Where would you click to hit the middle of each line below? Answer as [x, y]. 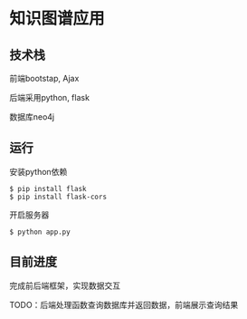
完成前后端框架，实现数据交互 [65, 285]
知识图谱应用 [57, 19]
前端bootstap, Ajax [44, 78]
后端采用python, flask [50, 97]
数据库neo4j [32, 117]
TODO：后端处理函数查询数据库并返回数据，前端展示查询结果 [124, 304]
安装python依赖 [38, 171]
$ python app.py [40, 232]
